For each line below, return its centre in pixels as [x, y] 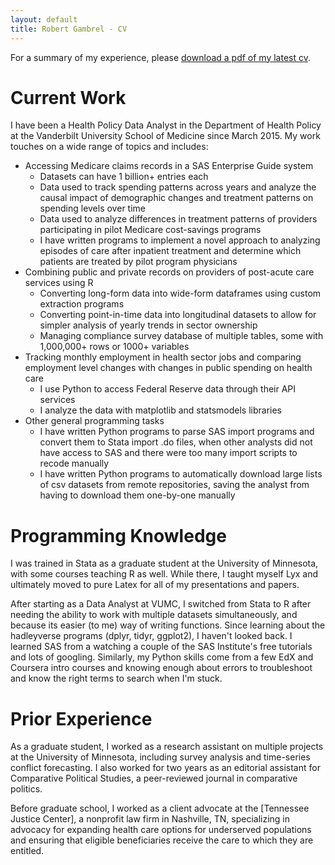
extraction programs [82, 304]
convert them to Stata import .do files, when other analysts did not [176, 442]
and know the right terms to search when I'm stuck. [116, 678]
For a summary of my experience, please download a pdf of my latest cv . [161, 57]
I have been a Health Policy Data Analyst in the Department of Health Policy [166, 125]
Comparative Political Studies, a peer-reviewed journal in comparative [154, 778]
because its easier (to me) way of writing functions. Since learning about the [168, 625]
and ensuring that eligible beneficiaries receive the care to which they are [162, 840]
